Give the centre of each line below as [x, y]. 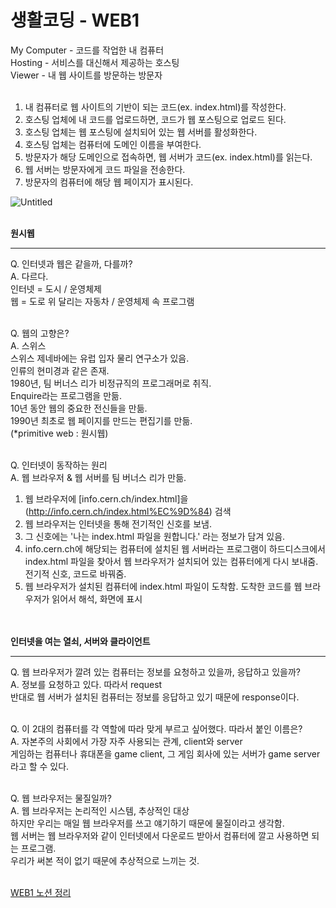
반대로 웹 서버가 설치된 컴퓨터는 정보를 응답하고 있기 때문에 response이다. [155, 697]
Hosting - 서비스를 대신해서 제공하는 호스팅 [95, 62]
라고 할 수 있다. [40, 766]
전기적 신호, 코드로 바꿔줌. [75, 573]
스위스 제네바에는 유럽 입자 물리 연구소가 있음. [100, 358]
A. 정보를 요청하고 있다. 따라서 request [86, 684]
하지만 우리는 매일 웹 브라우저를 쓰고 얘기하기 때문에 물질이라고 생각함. [147, 823]
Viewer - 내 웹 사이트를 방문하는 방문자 [86, 75]
